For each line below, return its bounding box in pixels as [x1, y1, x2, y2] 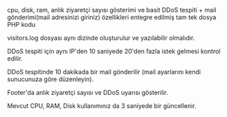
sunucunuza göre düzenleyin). [7, 75, 94, 83]
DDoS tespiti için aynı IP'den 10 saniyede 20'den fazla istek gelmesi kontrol [7, 47, 221, 55]
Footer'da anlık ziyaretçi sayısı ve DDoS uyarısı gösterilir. [7, 89, 168, 96]
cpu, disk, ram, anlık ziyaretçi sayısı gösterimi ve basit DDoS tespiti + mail [7, 6, 217, 14]
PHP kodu [7, 21, 36, 28]
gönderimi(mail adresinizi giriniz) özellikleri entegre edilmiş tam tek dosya [7, 13, 217, 21]
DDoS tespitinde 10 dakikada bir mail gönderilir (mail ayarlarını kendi [7, 68, 201, 76]
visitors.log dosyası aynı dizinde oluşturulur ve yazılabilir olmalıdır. [7, 34, 195, 42]
